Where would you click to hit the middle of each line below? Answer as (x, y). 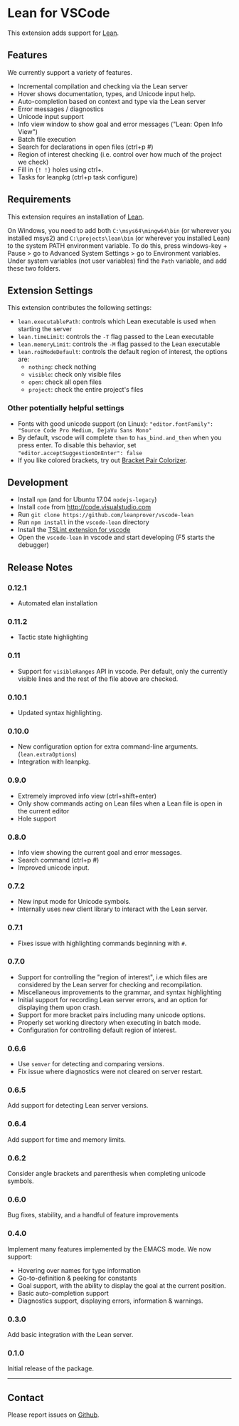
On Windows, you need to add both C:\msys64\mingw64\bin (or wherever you (119, 230)
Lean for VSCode (59, 13)
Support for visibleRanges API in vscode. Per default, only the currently (122, 671)
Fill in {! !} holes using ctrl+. (60, 170)
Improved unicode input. (53, 868)
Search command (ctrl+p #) (58, 860)
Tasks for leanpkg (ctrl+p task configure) (78, 177)
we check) (33, 162)
